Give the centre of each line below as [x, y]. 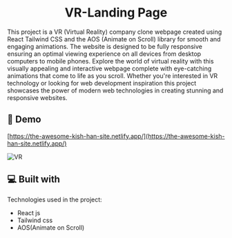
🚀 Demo [24, 120]
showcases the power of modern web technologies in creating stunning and [115, 90]
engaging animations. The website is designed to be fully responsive [105, 46]
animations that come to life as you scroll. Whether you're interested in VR [113, 76]
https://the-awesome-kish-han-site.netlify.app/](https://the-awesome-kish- [117, 136]
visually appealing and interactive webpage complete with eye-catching [109, 68]
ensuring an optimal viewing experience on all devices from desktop [104, 54]
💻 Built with [34, 180]
